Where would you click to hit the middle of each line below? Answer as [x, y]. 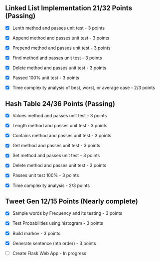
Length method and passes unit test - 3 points [60, 126]
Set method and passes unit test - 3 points [56, 156]
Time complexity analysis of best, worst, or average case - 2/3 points [84, 88]
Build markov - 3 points [36, 233]
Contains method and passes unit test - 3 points [62, 136]
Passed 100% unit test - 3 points [46, 78]
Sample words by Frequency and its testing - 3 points [67, 213]
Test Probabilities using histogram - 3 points [58, 223]
